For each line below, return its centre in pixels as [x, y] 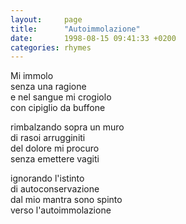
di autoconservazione [55, 189]
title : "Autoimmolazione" [75, 29]
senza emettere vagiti [55, 159]
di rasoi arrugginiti [48, 138]
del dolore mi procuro [55, 148]
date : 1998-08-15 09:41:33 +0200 [93, 38]
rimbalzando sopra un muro [67, 127]
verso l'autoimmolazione [61, 210]
